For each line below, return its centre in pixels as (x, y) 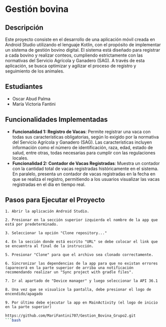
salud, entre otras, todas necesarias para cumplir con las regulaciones (84, 153)
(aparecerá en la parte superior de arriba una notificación (69, 268)
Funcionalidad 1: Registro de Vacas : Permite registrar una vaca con (81, 131)
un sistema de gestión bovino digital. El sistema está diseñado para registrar (83, 50)
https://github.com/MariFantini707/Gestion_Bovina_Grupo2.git (70, 316)
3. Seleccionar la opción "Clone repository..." (56, 233)
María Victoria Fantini (34, 104)
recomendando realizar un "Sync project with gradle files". (69, 272)
